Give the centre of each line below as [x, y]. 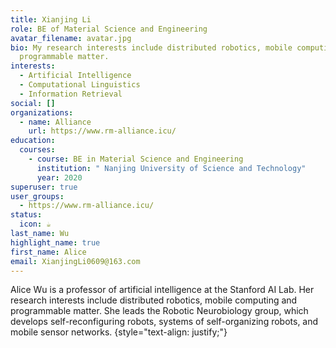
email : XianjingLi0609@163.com [75, 261]
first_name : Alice [48, 252]
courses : [37, 150]
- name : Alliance [55, 122]
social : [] [33, 103]
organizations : [42, 112]
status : [26, 215]
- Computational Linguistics [80, 85]
